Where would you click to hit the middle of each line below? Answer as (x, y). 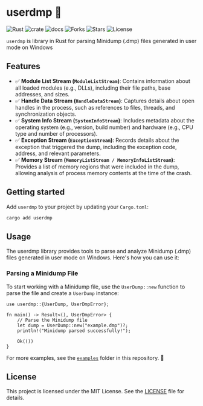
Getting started (36, 192)
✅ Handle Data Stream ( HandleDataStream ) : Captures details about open (105, 101)
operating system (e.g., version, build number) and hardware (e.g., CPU (104, 127)
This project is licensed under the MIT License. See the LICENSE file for (95, 391)
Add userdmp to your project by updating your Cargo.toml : (78, 207)
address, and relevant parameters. (58, 153)
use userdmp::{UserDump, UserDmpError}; (58, 304)
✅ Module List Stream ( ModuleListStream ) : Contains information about (102, 81)
